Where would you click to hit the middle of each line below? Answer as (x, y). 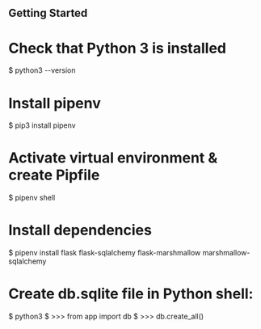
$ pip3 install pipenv (42, 125)
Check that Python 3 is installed (117, 48)
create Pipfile (54, 175)
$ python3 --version (42, 70)
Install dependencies (80, 230)
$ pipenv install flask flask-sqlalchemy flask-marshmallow (105, 253)
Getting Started (48, 13)
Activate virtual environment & (113, 158)
